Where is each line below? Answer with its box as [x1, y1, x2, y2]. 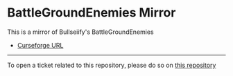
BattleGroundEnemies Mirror [7, 5, 176, 21]
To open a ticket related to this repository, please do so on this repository [7, 61, 216, 69]
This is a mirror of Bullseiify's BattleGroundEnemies [7, 28, 154, 36]
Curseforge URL [17, 41, 64, 49]
